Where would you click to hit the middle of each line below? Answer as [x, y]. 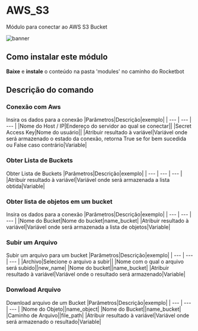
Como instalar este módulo [57, 57]
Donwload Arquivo [33, 290]
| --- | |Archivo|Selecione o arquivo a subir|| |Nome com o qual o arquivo [95, 261]
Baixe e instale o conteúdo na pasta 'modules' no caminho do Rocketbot [95, 71]
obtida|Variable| [26, 186]
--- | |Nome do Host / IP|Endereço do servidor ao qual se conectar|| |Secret [99, 126]
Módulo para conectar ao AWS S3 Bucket [57, 27]
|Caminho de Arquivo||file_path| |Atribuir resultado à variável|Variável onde [98, 315]
